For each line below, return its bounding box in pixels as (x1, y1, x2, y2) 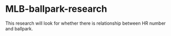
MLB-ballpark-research (5, 3, 108, 15)
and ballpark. (5, 25, 33, 31)
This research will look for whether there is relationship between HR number (5, 20, 166, 26)
